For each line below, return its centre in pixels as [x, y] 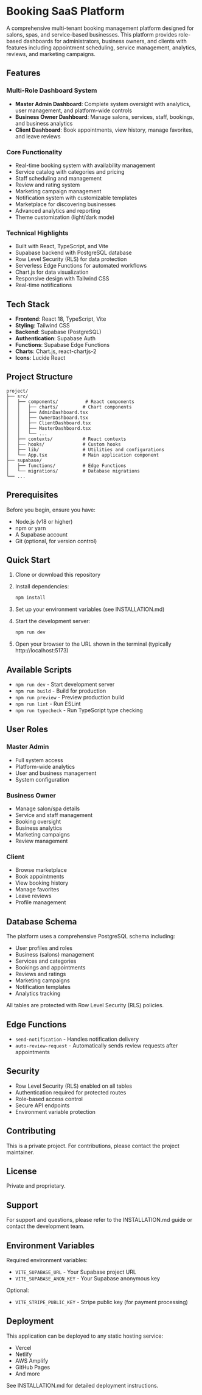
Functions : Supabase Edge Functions [62, 345]
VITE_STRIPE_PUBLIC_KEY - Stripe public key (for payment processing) [102, 1302]
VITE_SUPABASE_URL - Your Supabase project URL [76, 1272]
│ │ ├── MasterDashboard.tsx [49, 428]
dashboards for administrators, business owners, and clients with [105, 41]
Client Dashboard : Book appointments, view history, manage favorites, [104, 130]
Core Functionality [34, 152]
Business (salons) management [54, 955]
